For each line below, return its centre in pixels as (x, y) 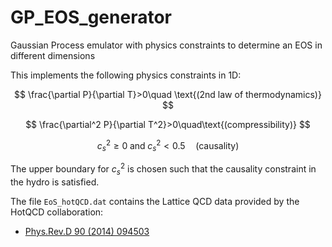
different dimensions (53, 55)
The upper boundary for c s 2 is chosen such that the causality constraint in (163, 169)
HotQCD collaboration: (57, 212)
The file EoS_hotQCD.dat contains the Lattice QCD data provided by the (155, 201)
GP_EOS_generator (91, 17)
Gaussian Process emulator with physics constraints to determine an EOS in (166, 45)
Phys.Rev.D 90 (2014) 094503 (87, 231)
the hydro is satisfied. (55, 182)
